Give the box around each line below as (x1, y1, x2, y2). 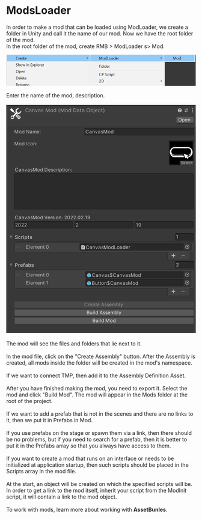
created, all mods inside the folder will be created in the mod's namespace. (6, 359, 192, 366)
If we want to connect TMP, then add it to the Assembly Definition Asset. (6, 372, 186, 379)
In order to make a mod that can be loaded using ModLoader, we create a (6, 23, 188, 31)
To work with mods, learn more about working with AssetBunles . (6, 506, 168, 513)
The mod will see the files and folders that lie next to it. (6, 340, 142, 347)
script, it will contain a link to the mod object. (6, 493, 117, 500)
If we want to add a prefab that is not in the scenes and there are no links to (6, 410, 194, 417)
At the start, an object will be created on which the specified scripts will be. (6, 480, 192, 487)
